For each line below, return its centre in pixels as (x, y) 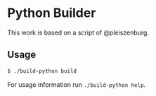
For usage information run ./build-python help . (77, 84)
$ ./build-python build (42, 71)
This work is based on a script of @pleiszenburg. (78, 32)
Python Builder (52, 13)
